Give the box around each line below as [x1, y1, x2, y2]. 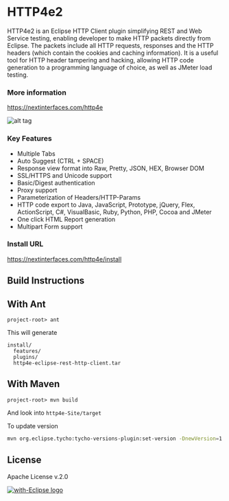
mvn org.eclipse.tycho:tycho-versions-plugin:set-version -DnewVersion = [7, 435, 219, 442]
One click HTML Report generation [16, 215, 116, 223]
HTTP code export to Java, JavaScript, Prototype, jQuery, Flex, [16, 200, 195, 209]
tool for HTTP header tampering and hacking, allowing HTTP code [7, 56, 194, 64]
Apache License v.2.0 [7, 472, 69, 480]
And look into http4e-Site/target [7, 408, 101, 417]
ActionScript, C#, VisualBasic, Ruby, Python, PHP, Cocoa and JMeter [16, 207, 213, 216]
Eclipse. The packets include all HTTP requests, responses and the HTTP [7, 41, 214, 49]
